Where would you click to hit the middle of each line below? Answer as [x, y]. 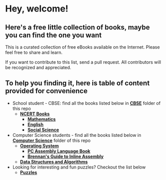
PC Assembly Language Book [59, 151]
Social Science [43, 130]
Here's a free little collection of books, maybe [78, 27]
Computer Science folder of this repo [51, 140]
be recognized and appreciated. [38, 67]
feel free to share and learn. [34, 52]
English [35, 124]
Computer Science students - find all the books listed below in [77, 135]
